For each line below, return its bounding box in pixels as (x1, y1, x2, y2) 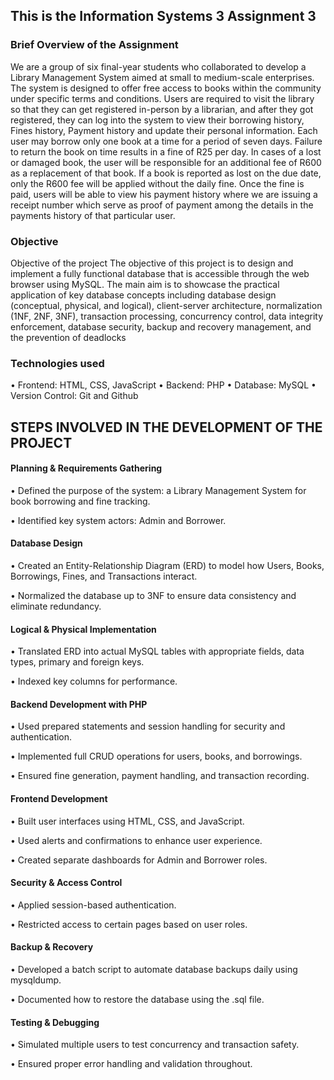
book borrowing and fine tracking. (10, 495, 151, 507)
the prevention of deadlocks (10, 331, 127, 343)
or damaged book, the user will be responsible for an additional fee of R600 (10, 156, 322, 168)
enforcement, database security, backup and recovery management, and (10, 320, 312, 333)
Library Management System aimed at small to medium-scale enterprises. (10, 71, 315, 83)
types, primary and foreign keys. (10, 656, 145, 668)
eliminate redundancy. (10, 600, 102, 613)
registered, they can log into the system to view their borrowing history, (10, 114, 305, 126)
